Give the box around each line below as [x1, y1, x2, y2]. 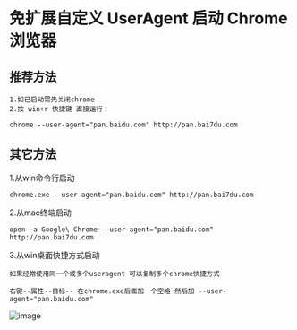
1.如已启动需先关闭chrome [9, 95, 96, 104]
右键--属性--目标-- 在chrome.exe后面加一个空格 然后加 [9, 286, 195, 296]
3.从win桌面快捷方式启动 [9, 249, 100, 260]
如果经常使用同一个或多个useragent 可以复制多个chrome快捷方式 [9, 269, 221, 278]
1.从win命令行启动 [9, 172, 75, 183]
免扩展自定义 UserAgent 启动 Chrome [9, 8, 288, 29]
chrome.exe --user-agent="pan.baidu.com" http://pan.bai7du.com [9, 190, 254, 199]
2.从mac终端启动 [9, 207, 72, 218]
